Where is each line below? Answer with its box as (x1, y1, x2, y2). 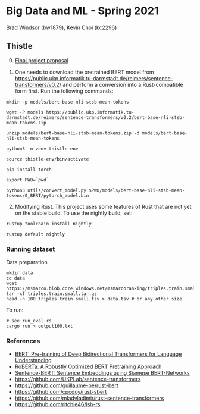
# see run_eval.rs (6, 318, 52, 324)
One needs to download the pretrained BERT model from (14, 68, 154, 76)
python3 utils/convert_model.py (6, 187, 86, 193)
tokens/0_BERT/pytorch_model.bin (6, 192, 89, 199)
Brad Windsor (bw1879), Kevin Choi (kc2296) (6, 24, 117, 31)
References (6, 337, 40, 345)
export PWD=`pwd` (6, 177, 49, 183)
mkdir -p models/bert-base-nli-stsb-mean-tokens (6, 99, 129, 105)
